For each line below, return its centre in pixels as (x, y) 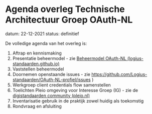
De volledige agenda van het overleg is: (46, 43)
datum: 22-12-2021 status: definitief (42, 33)
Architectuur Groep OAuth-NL (69, 20)
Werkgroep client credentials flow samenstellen (62, 85)
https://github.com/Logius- (119, 74)
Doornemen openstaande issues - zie (51, 74)
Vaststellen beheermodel (38, 69)
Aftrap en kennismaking (37, 53)
